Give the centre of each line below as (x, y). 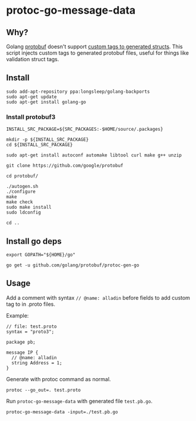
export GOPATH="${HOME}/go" (41, 255)
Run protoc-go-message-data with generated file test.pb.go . (79, 401)
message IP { (22, 352)
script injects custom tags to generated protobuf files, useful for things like (97, 53)
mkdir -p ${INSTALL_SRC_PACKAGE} (48, 140)
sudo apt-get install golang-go (46, 102)
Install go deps (34, 241)
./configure (21, 192)
